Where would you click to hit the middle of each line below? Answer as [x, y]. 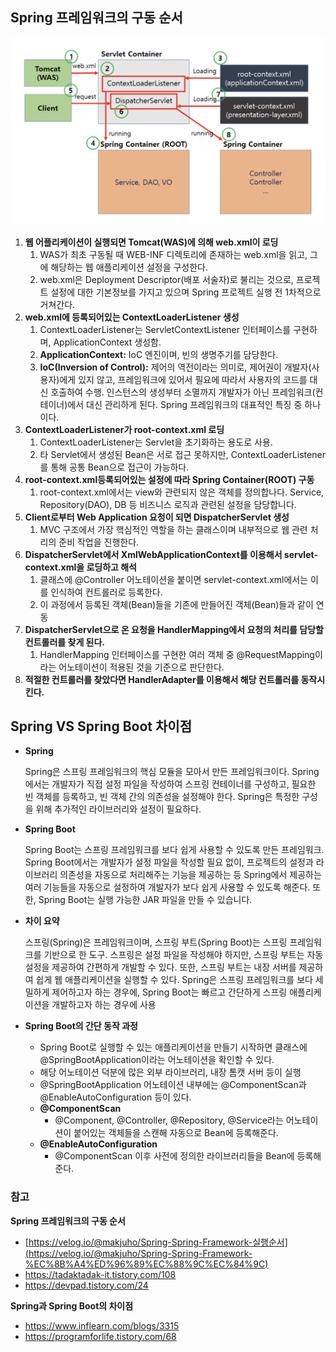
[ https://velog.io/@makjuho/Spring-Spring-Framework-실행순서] [156, 1242]
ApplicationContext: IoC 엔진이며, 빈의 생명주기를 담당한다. [159, 354]
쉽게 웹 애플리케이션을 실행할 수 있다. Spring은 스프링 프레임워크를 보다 [174, 980]
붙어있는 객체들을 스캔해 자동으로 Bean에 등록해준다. [176, 1133]
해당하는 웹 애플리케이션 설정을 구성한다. [129, 267]
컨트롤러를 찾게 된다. [65, 642]
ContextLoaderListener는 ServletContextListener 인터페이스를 [165, 329]
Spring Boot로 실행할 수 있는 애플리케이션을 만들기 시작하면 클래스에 [173, 1047]
